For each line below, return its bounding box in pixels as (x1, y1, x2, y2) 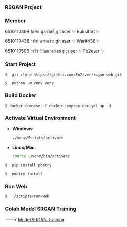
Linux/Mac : (12, 144, 36, 150)
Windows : (12, 126, 33, 132)
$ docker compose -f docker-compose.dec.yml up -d (5, 103, 111, 108)
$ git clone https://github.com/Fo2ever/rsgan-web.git (5, 72, 122, 77)
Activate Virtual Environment (5, 114, 76, 121)
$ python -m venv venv (5, 80, 54, 85)
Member (5, 17, 26, 24)
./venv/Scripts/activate (12, 135, 63, 141)
